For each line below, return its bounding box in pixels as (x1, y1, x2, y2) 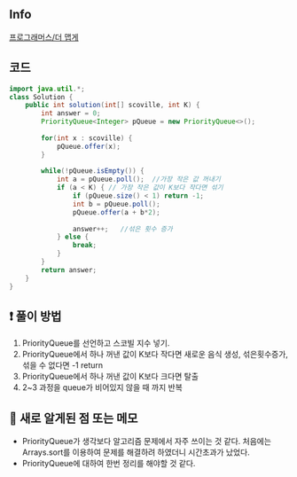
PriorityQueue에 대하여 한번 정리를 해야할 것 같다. (21, 458, 196, 469)
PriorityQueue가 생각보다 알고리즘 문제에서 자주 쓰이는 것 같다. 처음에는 (21, 436, 272, 447)
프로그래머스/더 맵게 (9, 31, 79, 43)
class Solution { (9, 92, 74, 101)
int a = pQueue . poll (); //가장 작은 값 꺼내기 (56, 175, 222, 184)
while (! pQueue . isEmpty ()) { (41, 167, 145, 176)
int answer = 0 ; (41, 109, 101, 118)
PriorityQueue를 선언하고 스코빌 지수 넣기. (21, 338, 170, 348)
